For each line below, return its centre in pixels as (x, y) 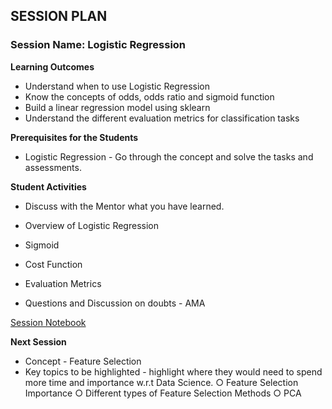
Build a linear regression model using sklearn (117, 107)
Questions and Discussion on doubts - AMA (115, 303)
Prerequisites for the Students (74, 137)
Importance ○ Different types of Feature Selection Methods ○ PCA (163, 393)
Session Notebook (48, 322)
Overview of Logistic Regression (91, 225)
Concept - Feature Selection (83, 361)
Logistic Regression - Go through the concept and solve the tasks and (169, 156)
